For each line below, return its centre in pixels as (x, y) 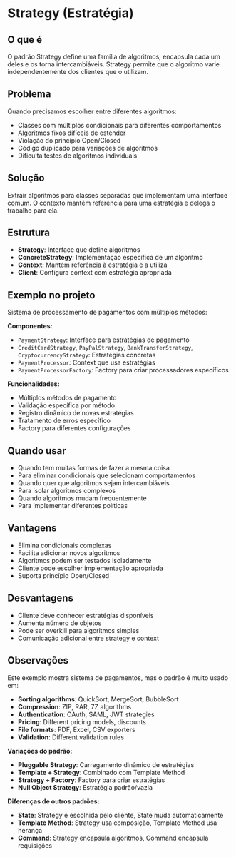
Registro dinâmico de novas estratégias (76, 413)
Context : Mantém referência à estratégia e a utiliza (92, 265)
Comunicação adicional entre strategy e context (88, 638)
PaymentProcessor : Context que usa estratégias (86, 362)
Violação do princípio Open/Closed (69, 140)
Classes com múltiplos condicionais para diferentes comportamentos (119, 125)
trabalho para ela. (33, 210)
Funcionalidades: (34, 384)
